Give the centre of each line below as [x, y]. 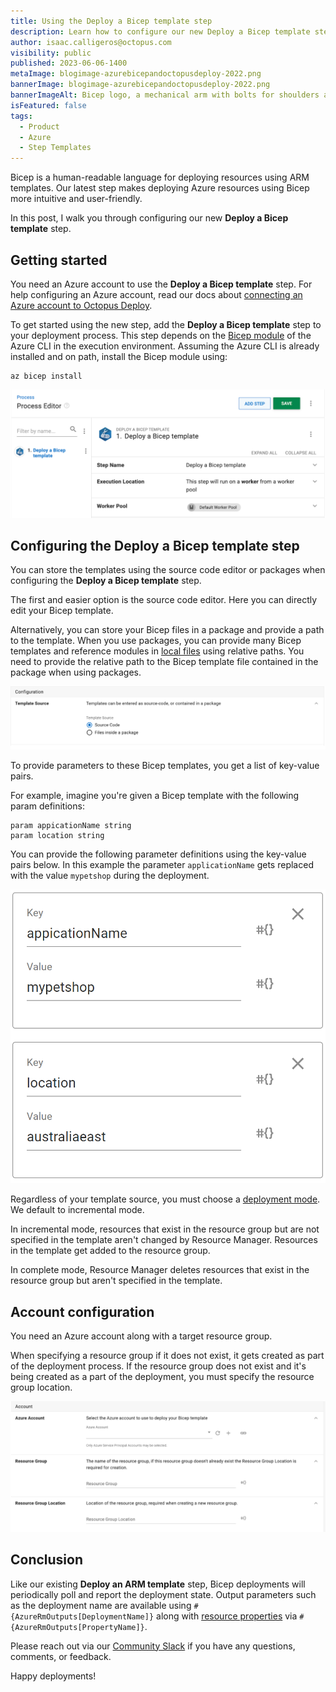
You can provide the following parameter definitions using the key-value [158, 854]
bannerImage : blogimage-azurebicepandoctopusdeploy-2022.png [140, 85]
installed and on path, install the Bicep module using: [119, 356]
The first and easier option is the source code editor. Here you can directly [164, 600]
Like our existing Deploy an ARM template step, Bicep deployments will [158, 1584]
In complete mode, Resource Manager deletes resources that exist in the [160, 1270]
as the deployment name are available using [101, 1605]
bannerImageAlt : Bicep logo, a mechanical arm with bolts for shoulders [165, 95]
